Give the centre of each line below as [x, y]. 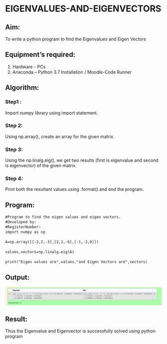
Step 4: [14, 178]
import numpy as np [25, 232]
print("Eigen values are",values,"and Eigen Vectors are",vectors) [77, 262]
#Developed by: [21, 222]
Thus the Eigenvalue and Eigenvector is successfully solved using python [80, 331]
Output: [17, 277]
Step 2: [14, 126]
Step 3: [14, 149]
